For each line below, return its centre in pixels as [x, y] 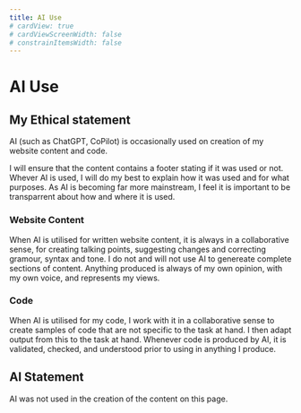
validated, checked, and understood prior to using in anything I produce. [142, 348]
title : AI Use [36, 17]
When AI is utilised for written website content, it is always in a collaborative [149, 239]
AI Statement [47, 377]
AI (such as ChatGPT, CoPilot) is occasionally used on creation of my [137, 142]
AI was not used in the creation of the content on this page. [119, 399]
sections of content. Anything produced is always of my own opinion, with [146, 268]
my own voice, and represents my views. [85, 278]
